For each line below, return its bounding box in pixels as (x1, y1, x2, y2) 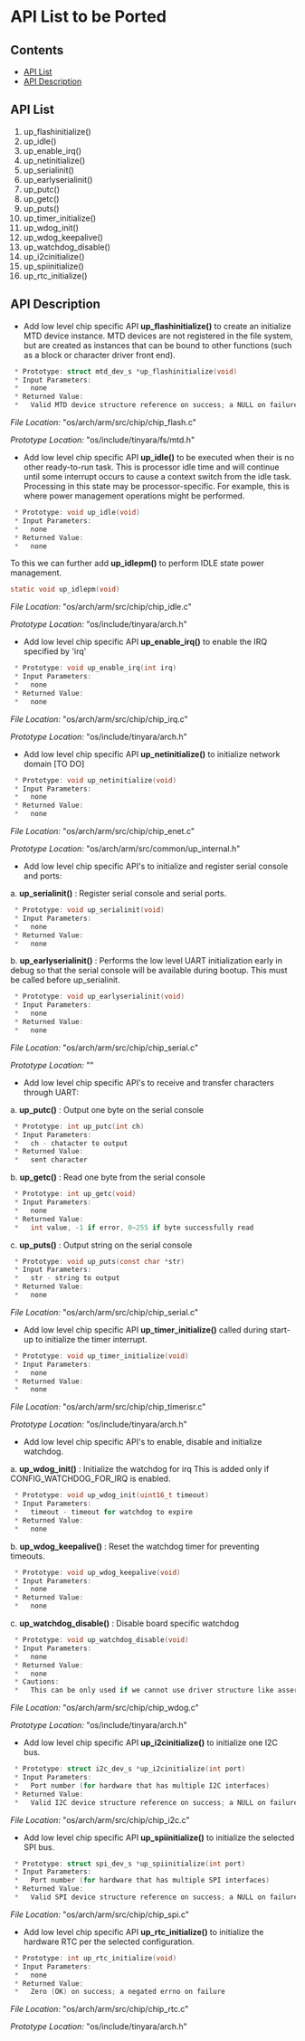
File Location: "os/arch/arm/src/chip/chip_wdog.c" (10, 1703, 200, 1713)
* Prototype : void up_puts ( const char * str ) (14, 1257, 185, 1266)
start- (269, 1324, 291, 1335)
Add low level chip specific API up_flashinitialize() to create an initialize (23, 320, 292, 331)
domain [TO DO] (23, 758, 85, 769)
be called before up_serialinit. (10, 974, 120, 985)
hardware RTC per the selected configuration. (23, 1936, 195, 1947)
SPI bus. (23, 1841, 55, 1852)
